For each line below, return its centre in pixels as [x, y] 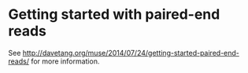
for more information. [65, 61]
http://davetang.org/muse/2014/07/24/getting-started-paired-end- [131, 53]
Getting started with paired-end [114, 15]
